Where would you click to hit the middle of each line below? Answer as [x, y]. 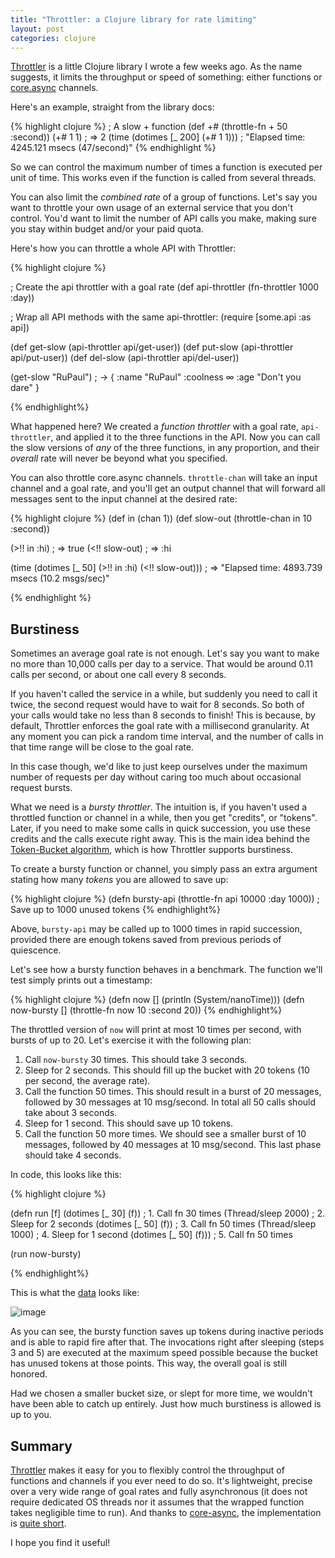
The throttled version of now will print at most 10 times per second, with [156, 1030]
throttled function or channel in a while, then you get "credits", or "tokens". [164, 818]
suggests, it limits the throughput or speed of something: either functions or [166, 77]
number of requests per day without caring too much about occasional [156, 777]
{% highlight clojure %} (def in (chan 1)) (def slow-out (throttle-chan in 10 [161, 518]
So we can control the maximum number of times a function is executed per [166, 167]
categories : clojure [53, 38]
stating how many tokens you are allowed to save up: [119, 880]
